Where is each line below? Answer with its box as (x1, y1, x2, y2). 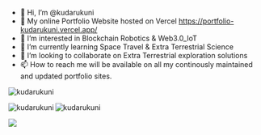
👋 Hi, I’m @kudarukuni (19, 8, 95, 17)
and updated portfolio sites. (19, 71, 112, 81)
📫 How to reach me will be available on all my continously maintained (19, 60, 253, 69)
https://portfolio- (179, 16, 234, 26)
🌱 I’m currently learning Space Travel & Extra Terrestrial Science (19, 42, 234, 52)
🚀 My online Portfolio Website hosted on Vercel (19, 16, 178, 26)
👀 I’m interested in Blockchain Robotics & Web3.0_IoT (19, 33, 198, 43)
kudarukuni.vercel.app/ (19, 25, 98, 34)
